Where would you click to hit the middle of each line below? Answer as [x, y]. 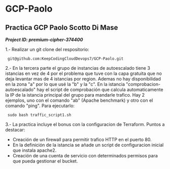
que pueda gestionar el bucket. [45, 161]
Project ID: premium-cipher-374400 [44, 39]
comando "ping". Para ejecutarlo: [40, 106]
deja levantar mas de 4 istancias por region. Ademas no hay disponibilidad [83, 79]
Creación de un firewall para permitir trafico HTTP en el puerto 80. [82, 139]
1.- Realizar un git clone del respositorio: [47, 49]
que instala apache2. [35, 150]
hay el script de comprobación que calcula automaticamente [100, 90]
